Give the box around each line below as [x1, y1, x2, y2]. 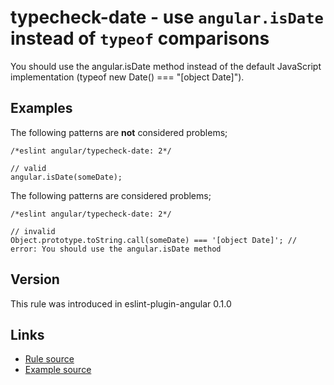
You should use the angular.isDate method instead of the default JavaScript [10, 60, 322, 72]
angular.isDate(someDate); [10, 172, 123, 182]
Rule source [24, 353, 75, 365]
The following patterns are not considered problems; [10, 126, 228, 138]
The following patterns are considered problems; [10, 189, 212, 201]
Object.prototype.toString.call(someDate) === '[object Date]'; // [10, 235, 298, 245]
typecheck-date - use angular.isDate [10, 6, 324, 29]
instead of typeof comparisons [10, 27, 270, 50]
